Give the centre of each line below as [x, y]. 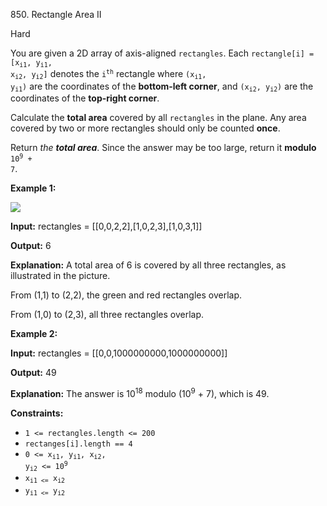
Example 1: [33, 188]
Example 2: [34, 334]
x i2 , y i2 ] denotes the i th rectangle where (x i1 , [108, 74]
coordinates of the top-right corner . [85, 98]
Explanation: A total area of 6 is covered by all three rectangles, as [148, 265]
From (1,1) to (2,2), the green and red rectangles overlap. [126, 295]
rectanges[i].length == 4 [78, 444]
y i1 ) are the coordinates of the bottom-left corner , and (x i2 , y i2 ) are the [162, 87]
